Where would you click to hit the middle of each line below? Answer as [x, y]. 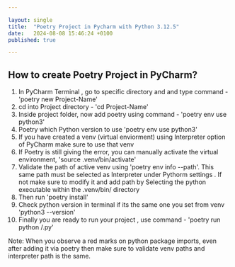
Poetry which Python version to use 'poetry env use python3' [108, 130]
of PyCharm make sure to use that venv [76, 144]
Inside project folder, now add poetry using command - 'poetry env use [122, 115]
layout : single [30, 20]
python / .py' [36, 227]
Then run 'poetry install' [53, 197]
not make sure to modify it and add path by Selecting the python [112, 182]
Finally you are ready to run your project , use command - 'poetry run [119, 220]
